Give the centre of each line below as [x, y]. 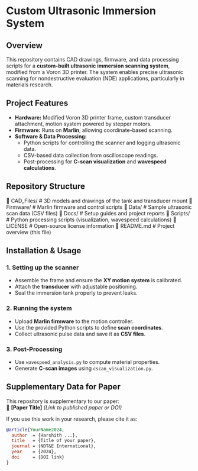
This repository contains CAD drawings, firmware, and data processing [92, 59]
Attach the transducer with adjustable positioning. [76, 287]
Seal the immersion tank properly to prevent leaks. [76, 293]
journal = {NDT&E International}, [54, 446]
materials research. [30, 85]
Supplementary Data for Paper [64, 387]
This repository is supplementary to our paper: [63, 401]
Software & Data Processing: [51, 136]
